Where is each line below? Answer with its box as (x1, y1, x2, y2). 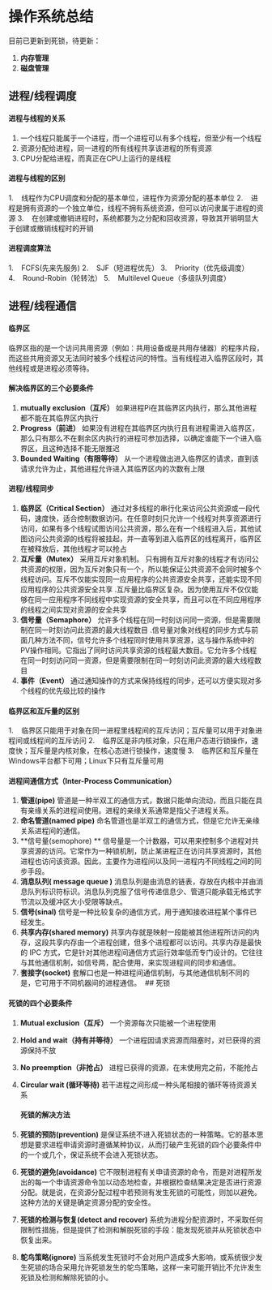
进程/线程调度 (8, 89, 77, 103)
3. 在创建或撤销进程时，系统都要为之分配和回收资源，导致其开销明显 (17, 213, 253, 223)
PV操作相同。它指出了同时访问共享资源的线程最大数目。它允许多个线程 (19, 645, 257, 655)
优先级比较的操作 (48, 686, 106, 695)
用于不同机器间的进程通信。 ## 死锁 (48, 978, 171, 988)
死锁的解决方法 (19, 1110, 70, 1120)
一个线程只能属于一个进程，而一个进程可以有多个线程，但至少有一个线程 (19, 133, 261, 143)
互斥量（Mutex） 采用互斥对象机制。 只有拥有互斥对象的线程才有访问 (19, 553, 253, 564)
